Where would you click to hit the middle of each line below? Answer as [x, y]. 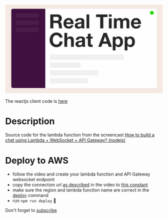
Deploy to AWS [37, 160]
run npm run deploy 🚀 [34, 201]
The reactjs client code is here [36, 101]
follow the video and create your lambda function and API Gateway [81, 174]
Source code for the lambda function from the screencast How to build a [80, 135]
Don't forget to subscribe [31, 211]
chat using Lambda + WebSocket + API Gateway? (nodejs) [65, 140]
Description [30, 121]
